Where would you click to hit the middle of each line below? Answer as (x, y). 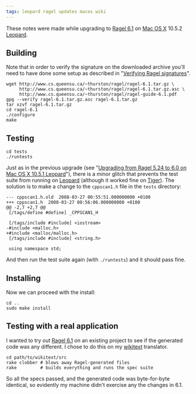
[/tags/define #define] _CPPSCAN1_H (53, 213)
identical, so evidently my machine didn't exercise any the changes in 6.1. (94, 385)
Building (21, 53)
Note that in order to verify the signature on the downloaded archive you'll (96, 67)
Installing (23, 278)
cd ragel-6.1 (22, 110)
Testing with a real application (62, 326)
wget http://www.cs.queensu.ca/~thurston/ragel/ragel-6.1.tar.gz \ (90, 84)
